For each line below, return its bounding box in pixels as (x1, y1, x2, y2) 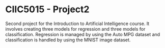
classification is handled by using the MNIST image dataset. (5, 37, 131, 43)
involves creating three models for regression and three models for (5, 26, 146, 32)
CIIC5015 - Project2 (5, 4, 90, 15)
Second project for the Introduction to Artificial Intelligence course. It (5, 20, 150, 27)
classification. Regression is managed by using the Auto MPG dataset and (5, 31, 160, 37)
